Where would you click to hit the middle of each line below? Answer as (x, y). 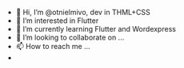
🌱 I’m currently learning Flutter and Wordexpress (96, 29)
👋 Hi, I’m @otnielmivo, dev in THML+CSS (83, 12)
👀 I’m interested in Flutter (57, 21)
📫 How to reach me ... (53, 46)
